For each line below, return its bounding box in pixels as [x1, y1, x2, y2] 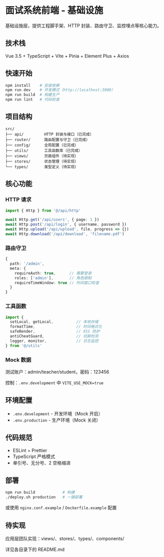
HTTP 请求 [5, 196, 32, 203]
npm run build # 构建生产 [5, 92, 60, 98]
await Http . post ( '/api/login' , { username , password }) [5, 222, 127, 227]
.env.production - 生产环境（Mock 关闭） [12, 417, 101, 423]
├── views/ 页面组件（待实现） [5, 153, 79, 158]
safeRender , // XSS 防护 [10, 329, 100, 334]
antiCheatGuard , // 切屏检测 [10, 334, 99, 339]
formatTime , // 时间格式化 [10, 324, 102, 330]
